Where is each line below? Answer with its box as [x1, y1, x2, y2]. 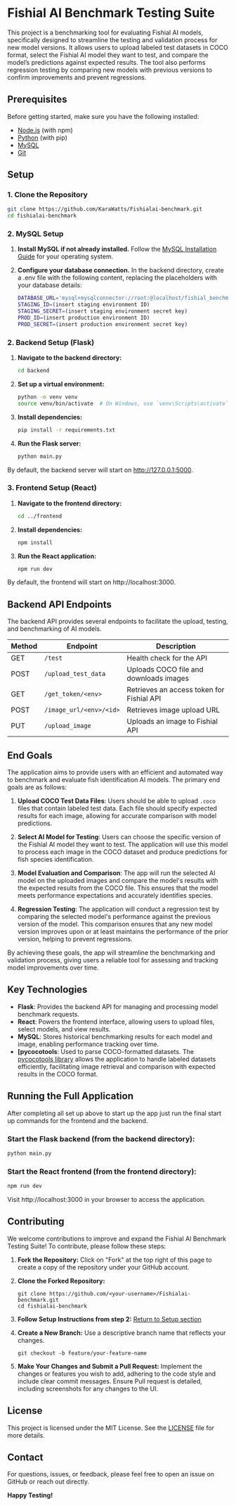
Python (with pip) [17, 133, 68, 142]
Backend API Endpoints [7, 598, 112, 610]
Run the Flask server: [17, 439, 81, 448]
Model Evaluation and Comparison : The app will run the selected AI [17, 869, 216, 877]
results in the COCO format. [17, 1069, 98, 1078]
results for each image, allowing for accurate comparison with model [17, 812, 217, 820]
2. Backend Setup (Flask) [7, 337, 95, 347]
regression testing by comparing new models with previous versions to [7, 65, 213, 74]
